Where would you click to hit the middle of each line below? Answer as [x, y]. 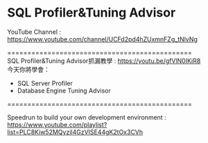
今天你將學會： [28, 69]
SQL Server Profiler [45, 83]
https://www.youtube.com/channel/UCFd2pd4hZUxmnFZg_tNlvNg [102, 39]
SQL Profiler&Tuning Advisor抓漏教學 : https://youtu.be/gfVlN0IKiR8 [104, 61]
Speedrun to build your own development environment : [87, 117]
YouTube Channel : [34, 32]
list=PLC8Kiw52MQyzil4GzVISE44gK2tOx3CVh [75, 132]
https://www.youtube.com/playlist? [57, 124]
